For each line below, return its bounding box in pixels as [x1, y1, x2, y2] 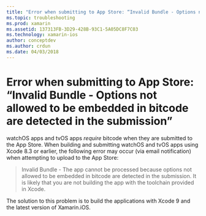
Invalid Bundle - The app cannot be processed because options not [21, 166, 192, 173]
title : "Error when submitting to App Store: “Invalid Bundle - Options [6, 9, 196, 15]
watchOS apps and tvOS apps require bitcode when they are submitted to [6, 134, 193, 141]
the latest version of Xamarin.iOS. [6, 203, 91, 211]
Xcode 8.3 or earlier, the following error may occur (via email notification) [6, 147, 192, 155]
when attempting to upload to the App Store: [6, 154, 119, 161]
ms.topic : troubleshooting [6, 15, 75, 21]
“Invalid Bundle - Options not [6, 88, 158, 102]
